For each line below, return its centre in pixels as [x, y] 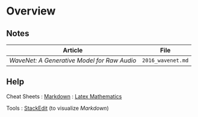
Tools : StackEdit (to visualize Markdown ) [58, 108]
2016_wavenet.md [166, 61]
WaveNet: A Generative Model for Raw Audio [73, 60]
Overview [31, 11]
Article [73, 50]
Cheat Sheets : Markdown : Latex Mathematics [64, 96]
